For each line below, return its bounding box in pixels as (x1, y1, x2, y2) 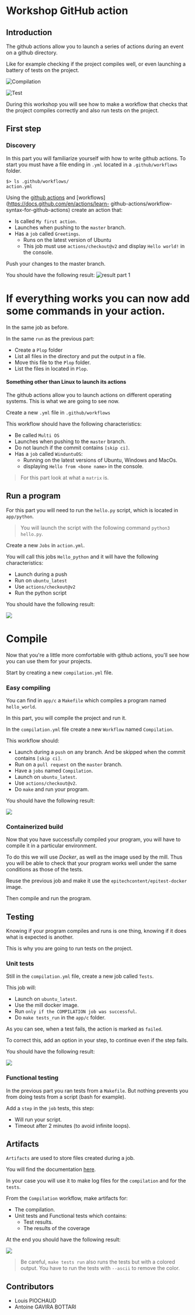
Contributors (6, 1282, 54, 1292)
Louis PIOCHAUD (14, 1297, 57, 1304)
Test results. (23, 1218, 53, 1225)
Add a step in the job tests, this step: (6, 1104, 95, 1111)
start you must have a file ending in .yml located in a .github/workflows (6, 161, 178, 168)
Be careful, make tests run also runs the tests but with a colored (20, 1258, 175, 1265)
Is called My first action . (14, 218, 77, 225)
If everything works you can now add (6, 291, 190, 305)
